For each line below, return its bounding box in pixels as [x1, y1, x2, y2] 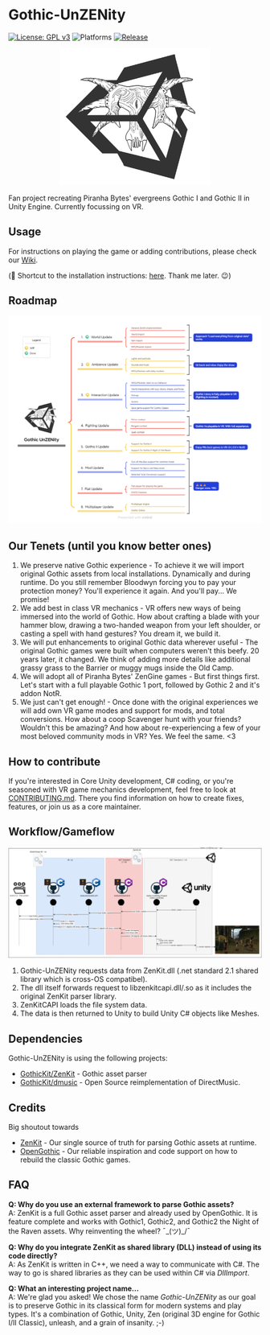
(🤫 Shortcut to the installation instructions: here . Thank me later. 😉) [8, 270, 231, 280]
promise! [19, 595, 50, 604]
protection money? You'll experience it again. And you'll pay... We [19, 586, 237, 596]
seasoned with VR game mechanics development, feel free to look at [8, 785, 236, 794]
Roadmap [8, 294, 58, 307]
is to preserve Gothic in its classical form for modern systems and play [8, 1300, 242, 1310]
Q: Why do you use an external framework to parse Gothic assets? [8, 1199, 235, 1209]
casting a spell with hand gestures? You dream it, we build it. [19, 629, 221, 639]
